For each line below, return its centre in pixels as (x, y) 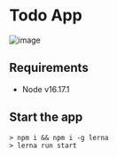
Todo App (46, 16)
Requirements (49, 68)
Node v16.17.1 (46, 89)
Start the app (46, 118)
